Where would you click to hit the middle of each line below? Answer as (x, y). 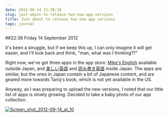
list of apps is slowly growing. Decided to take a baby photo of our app (78, 94)
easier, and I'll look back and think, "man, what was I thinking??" (71, 53)
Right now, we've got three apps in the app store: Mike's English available (81, 62)
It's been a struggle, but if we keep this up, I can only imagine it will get (78, 47)
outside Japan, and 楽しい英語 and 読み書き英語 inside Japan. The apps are (83, 68)
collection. (16, 100)
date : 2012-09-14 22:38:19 (33, 10)
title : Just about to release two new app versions (60, 19)
